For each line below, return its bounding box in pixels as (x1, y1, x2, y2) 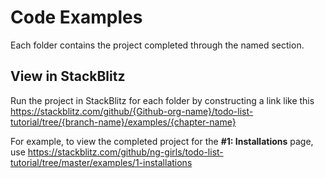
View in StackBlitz (10, 68, 126, 85)
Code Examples (10, 6, 143, 29)
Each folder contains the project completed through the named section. (10, 39, 305, 51)
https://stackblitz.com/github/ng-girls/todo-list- (27, 146, 224, 158)
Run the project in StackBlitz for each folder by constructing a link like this (10, 94, 315, 106)
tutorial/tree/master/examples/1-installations (10, 156, 193, 168)
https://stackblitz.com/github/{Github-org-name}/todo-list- (10, 105, 254, 117)
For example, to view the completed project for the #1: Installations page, (10, 135, 314, 147)
